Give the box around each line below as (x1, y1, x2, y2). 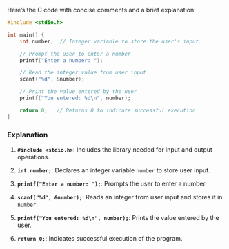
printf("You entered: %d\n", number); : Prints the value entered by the (17, 213, 219, 221)
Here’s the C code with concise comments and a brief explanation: (7, 6, 197, 14)
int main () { (7, 31, 45, 39)
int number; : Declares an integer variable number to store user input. (17, 166, 210, 175)
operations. (17, 152, 50, 161)
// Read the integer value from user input (19, 69, 147, 77)
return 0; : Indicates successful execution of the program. (17, 234, 183, 242)
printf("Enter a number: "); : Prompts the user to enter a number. (17, 179, 207, 188)
